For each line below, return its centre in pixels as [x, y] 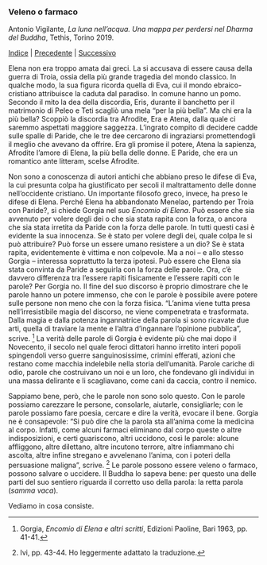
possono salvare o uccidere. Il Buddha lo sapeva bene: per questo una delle [132, 473]
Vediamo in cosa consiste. [51, 505]
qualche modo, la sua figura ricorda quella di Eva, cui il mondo [110, 85]
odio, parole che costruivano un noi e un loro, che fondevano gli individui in [131, 372]
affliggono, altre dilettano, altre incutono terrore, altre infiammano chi [121, 447]
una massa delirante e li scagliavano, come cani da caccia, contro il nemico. [132, 381]
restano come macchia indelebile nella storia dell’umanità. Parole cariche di [132, 363]
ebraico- [228, 85]
